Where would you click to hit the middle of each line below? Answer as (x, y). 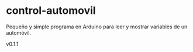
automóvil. (19, 32)
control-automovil (51, 11)
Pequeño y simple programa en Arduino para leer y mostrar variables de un (97, 27)
